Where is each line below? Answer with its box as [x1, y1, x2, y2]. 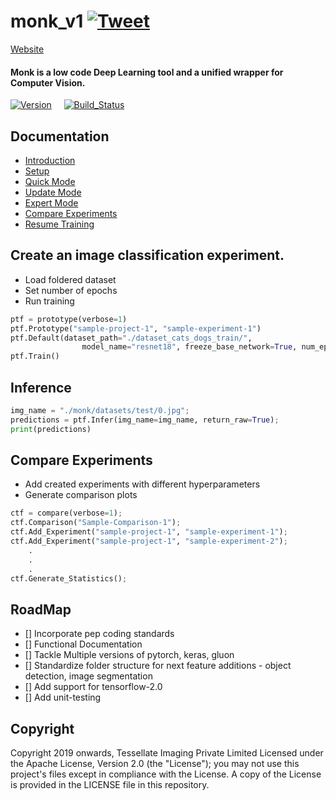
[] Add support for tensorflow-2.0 [24, 681, 163, 693]
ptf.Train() [10, 351, 60, 362]
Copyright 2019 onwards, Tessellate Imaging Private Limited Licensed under [10, 747, 324, 759]
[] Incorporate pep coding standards [24, 628, 175, 640]
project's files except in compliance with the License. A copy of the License [10, 768, 322, 780]
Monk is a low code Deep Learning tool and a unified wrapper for [10, 66, 284, 78]
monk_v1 [10, 10, 84, 33]
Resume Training [24, 218, 95, 230]
